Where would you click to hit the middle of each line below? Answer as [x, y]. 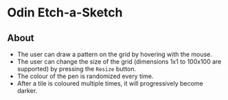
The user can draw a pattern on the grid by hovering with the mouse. [115, 54]
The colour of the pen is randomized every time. [85, 76]
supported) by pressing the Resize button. [76, 69]
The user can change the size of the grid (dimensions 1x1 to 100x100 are [119, 62]
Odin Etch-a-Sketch [65, 13]
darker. [27, 91]
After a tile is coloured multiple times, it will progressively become [110, 83]
